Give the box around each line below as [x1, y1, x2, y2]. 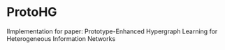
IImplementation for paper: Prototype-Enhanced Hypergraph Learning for [6, 27, 218, 35]
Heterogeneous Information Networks [6, 34, 116, 42]
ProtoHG [6, 4, 57, 20]
